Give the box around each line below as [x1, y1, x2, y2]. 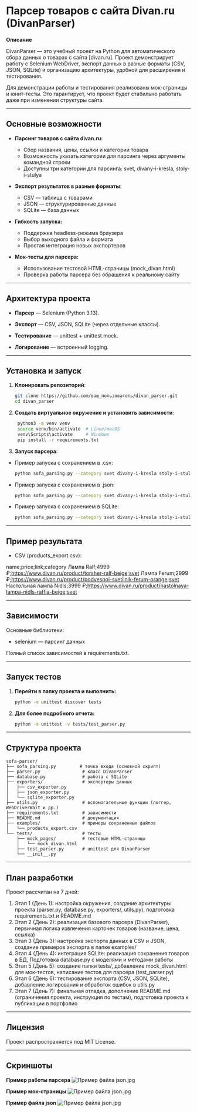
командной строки [23, 158, 71, 166]
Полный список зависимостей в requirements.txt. [6, 649, 130, 656]
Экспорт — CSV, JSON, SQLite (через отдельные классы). [14, 320, 161, 327]
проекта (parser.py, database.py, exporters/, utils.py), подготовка [14, 906, 175, 914]
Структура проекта [6, 743, 81, 753]
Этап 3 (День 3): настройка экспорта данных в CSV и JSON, [14, 938, 166, 945]
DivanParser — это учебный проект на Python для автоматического [6, 47, 175, 54]
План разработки [6, 873, 73, 883]
